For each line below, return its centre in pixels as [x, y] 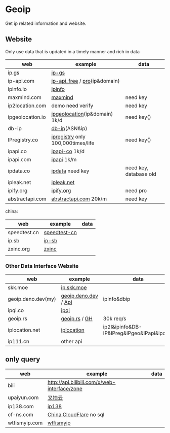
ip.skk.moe [74, 287]
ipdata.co [19, 171]
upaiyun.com [23, 398]
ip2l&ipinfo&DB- [123, 327]
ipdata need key [70, 171]
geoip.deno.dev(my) [32, 299]
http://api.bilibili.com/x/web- [81, 382]
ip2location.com [27, 105]
